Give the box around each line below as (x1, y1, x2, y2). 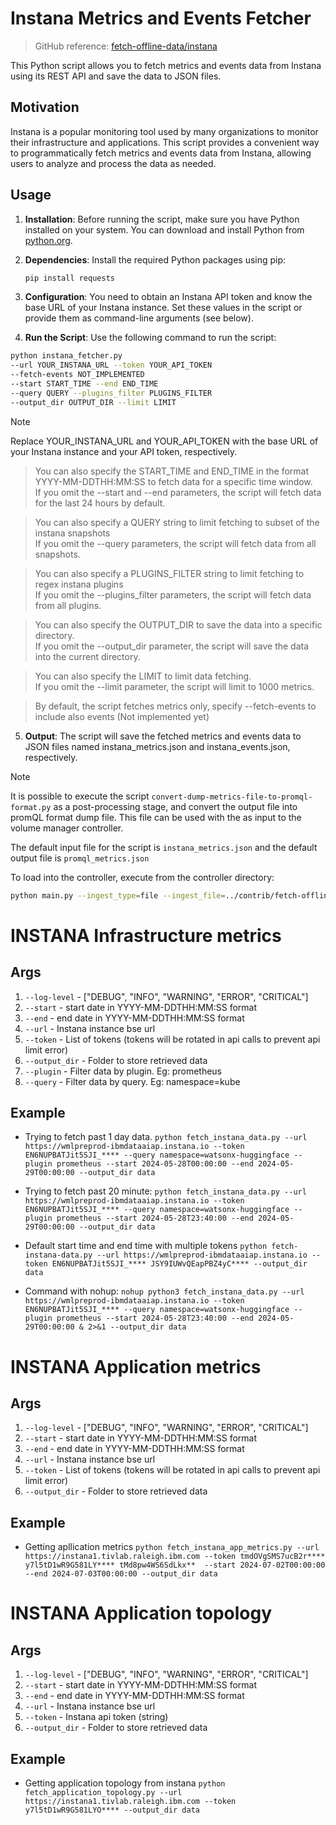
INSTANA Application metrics (10, 1355, 262, 1378)
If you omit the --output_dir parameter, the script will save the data (34, 640, 310, 652)
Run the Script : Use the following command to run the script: (24, 332, 277, 344)
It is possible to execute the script (10, 790, 150, 802)
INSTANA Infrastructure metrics (10, 924, 282, 947)
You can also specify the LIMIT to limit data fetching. (34, 670, 252, 682)
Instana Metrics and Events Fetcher (10, 7, 312, 30)
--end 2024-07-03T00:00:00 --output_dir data (24, 1569, 218, 1579)
